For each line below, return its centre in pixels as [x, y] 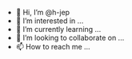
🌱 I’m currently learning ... [58, 29]
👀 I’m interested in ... [50, 21]
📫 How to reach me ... [53, 47]
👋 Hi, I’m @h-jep [43, 12]
